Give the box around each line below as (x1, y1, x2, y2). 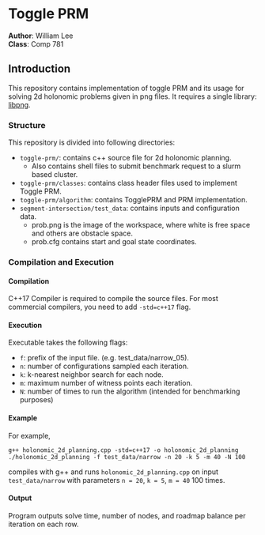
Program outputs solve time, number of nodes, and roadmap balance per (8, 511, 246, 520)
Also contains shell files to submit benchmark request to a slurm (31, 161, 241, 171)
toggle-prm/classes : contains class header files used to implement (19, 179, 237, 188)
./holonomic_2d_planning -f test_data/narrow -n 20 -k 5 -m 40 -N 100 (8, 453, 246, 461)
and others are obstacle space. (31, 228, 133, 238)
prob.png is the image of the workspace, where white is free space (31, 220, 251, 230)
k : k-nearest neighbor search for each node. (19, 370, 164, 379)
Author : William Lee (8, 31, 74, 40)
